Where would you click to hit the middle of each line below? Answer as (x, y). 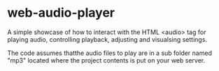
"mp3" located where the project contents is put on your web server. (106, 60)
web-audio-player (61, 13)
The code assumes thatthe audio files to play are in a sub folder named (109, 53)
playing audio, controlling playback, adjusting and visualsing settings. (107, 39)
